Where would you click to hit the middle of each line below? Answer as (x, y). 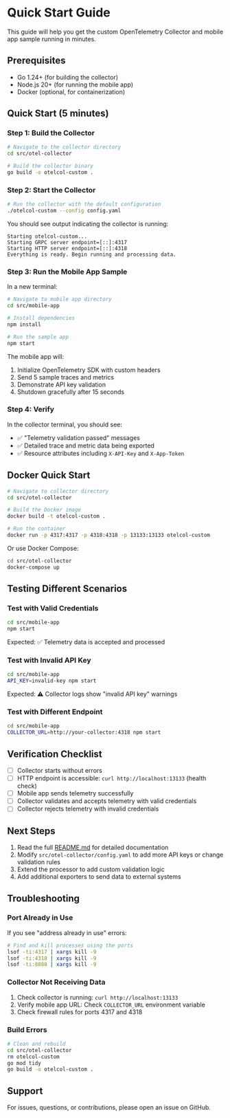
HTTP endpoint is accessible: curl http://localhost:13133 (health (112, 778)
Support (25, 1091)
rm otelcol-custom (33, 1057)
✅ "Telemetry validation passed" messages (79, 437)
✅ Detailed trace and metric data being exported (85, 446)
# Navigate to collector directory (58, 491)
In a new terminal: (32, 287)
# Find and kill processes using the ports (70, 945)
